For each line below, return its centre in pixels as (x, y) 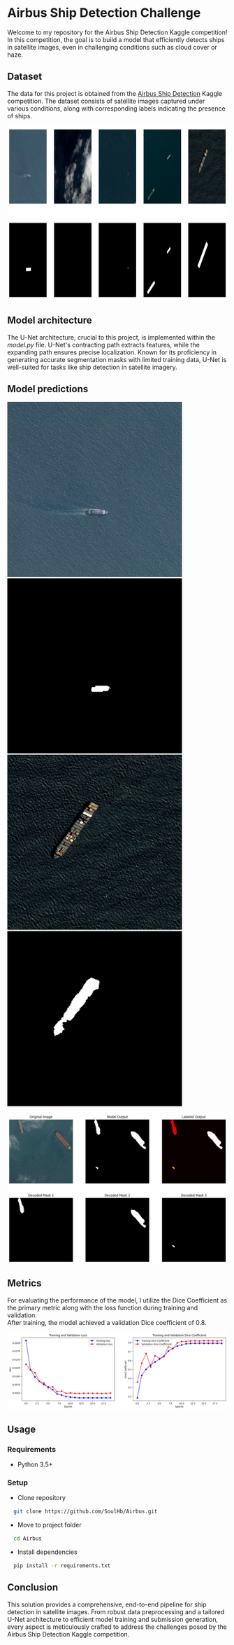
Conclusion (33, 1588)
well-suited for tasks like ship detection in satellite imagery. (92, 367)
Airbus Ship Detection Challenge (104, 13)
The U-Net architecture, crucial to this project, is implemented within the (111, 337)
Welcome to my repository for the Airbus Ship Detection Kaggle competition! (117, 32)
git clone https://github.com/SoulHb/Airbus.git (86, 1512)
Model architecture (50, 320)
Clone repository (42, 1498)
